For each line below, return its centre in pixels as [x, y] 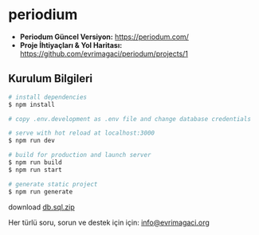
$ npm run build [35, 163]
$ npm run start [35, 170]
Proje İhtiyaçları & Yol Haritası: [71, 45]
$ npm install [32, 104]
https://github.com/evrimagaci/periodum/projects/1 [104, 53]
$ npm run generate [41, 192]
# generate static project [53, 184]
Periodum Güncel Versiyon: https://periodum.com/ [104, 37]
